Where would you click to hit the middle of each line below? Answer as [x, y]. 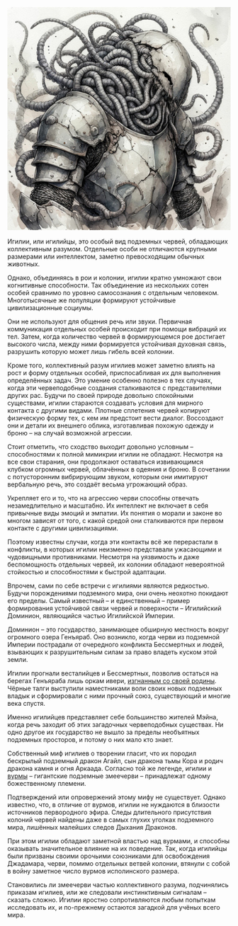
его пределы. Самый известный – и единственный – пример [99, 601]
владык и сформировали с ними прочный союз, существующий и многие [119, 696]
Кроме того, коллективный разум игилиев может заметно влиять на [111, 365]
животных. [24, 264]
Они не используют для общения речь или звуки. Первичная [100, 321]
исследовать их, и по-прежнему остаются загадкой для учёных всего [114, 907]
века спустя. [27, 703]
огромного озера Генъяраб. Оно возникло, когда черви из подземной [114, 637]
